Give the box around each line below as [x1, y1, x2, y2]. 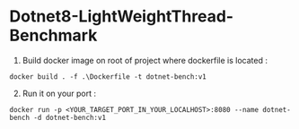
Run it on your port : [22, 88, 97, 99]
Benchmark [9, 25, 98, 46]
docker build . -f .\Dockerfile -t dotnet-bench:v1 [9, 72, 207, 82]
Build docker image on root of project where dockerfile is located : [22, 55, 268, 65]
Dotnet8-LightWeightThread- [9, 6, 234, 27]
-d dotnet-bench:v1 [32, 113, 106, 122]
